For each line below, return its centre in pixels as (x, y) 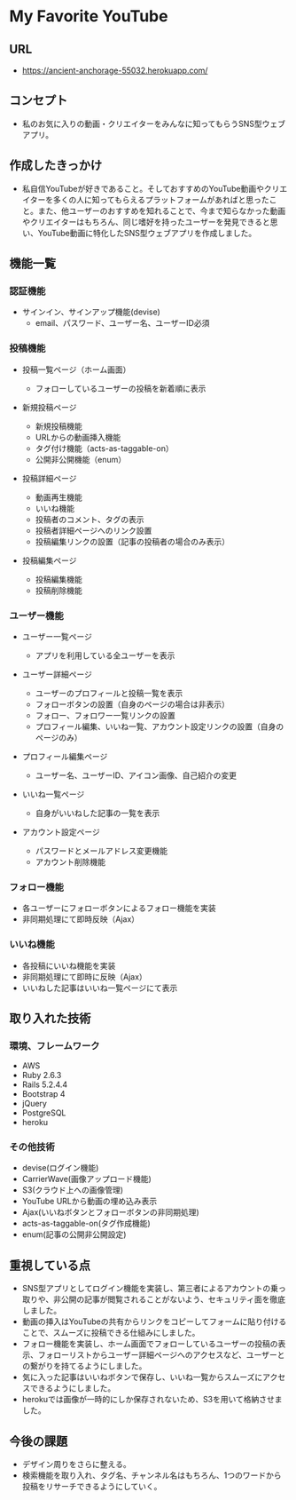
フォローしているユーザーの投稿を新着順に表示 (121, 388)
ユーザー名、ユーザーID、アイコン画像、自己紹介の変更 (136, 775)
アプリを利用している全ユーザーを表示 (105, 655)
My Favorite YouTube (89, 16)
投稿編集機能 (58, 579)
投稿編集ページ (49, 560)
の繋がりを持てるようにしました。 (84, 1366)
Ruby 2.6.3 (42, 1075)
